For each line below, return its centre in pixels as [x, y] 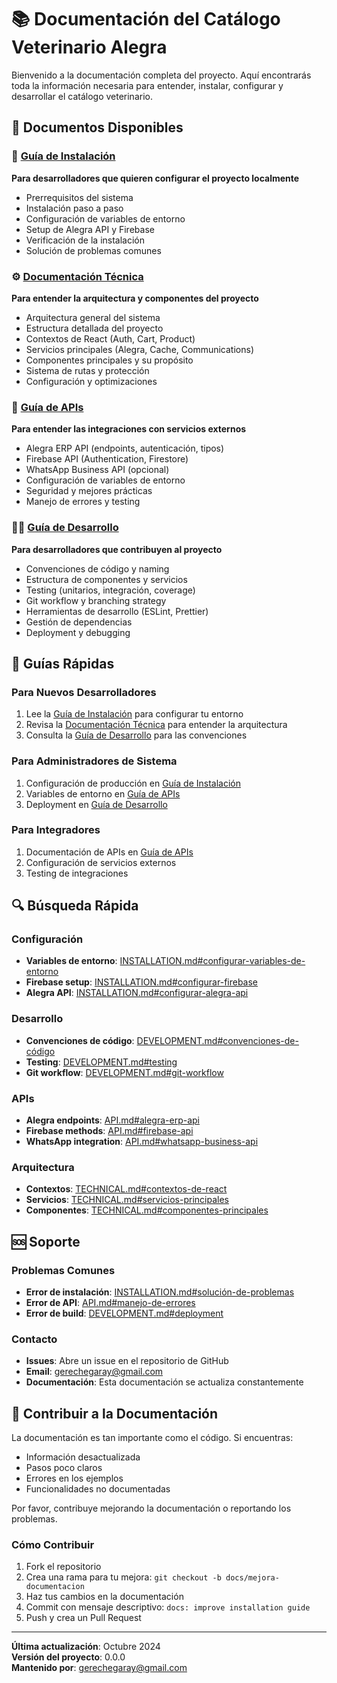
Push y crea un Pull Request [83, 1618]
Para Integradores [56, 830]
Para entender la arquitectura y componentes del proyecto [135, 298]
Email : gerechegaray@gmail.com [94, 1372]
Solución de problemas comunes [93, 250]
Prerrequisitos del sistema [79, 197]
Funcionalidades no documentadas [98, 1489]
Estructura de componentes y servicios [106, 579]
